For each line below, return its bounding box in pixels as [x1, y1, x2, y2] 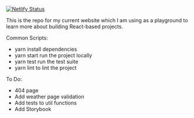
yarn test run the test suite [14, 58, 79, 65]
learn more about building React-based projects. [6, 23, 123, 30]
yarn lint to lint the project [14, 64, 77, 71]
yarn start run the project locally [14, 52, 93, 58]
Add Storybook [14, 106, 52, 112]
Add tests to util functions [14, 99, 77, 106]
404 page [14, 87, 39, 93]
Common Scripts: [6, 34, 48, 41]
